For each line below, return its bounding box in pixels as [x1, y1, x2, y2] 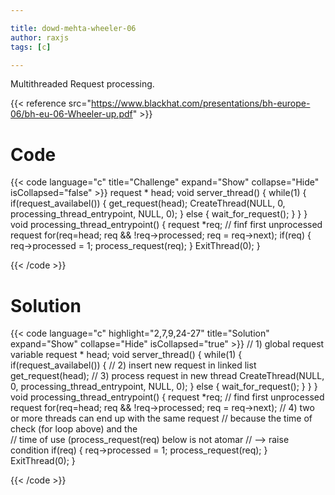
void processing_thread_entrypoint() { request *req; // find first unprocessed [10, 391, 325, 403]
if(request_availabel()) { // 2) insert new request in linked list [10, 359, 257, 371]
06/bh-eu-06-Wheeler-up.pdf [10, 108, 133, 120]
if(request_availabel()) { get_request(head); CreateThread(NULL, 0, [10, 197, 286, 210]
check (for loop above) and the [10, 423, 138, 435]
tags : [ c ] [10, 42, 52, 52]
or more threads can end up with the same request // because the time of [10, 412, 313, 425]
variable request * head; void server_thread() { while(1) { [10, 349, 243, 361]
